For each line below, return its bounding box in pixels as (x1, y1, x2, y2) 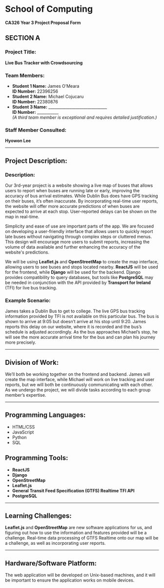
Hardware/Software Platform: (5, 559, 97, 567)
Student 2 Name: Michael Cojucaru (12, 93, 84, 99)
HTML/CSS (12, 424, 35, 430)
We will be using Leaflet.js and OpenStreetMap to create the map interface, (5, 258, 159, 264)
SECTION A (5, 34, 41, 42)
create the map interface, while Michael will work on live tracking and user (5, 377, 155, 383)
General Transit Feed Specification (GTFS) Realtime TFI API (12, 487, 135, 493)
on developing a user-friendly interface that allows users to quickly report (5, 228, 153, 234)
